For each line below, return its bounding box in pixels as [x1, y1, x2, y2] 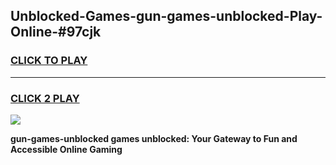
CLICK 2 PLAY [10, 91, 80, 105]
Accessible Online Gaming [10, 143, 123, 155]
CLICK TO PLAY [10, 54, 88, 68]
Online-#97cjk [10, 24, 102, 41]
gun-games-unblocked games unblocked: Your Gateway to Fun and [10, 132, 298, 144]
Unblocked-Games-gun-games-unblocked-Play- [10, 8, 323, 25]
